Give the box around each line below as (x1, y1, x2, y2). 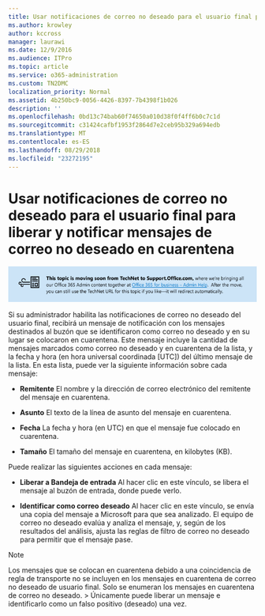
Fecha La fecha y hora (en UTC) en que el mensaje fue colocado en (19, 423, 241, 433)
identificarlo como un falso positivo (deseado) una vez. (8, 599, 187, 608)
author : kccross (8, 29, 62, 37)
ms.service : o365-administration (8, 71, 118, 79)
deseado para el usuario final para (8, 206, 237, 225)
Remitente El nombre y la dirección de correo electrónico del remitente (19, 384, 251, 393)
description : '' (8, 104, 62, 112)
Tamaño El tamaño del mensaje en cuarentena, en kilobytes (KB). (19, 447, 233, 456)
